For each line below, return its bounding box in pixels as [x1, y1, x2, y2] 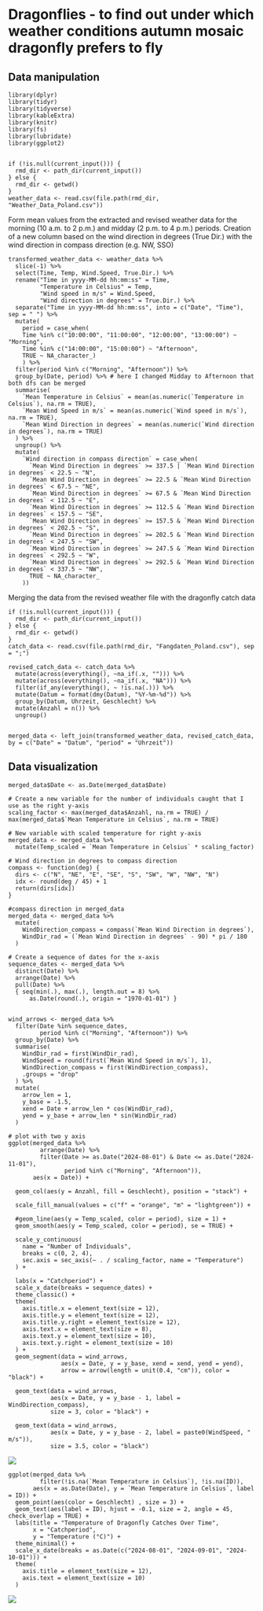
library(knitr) [8, 119, 58, 127]
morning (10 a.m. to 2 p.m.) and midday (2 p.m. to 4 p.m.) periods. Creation [8, 224, 251, 233]
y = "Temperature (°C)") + [32, 1532, 122, 1540]
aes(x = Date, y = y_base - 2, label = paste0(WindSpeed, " [49, 1428, 251, 1436]
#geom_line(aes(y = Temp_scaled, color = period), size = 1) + [15, 1214, 226, 1223]
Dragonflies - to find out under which [8, 6, 254, 24]
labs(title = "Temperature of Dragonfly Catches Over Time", [15, 1519, 220, 1527]
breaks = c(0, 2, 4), [22, 1249, 93, 1257]
